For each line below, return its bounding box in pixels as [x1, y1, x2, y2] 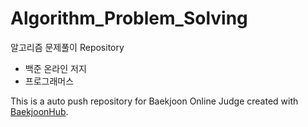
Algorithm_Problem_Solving [10, 7, 248, 30]
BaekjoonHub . [10, 105, 69, 117]
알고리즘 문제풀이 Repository [10, 41, 125, 53]
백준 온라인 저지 [24, 62, 87, 74]
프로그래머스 [24, 75, 75, 87]
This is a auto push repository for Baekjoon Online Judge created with [10, 95, 299, 107]
